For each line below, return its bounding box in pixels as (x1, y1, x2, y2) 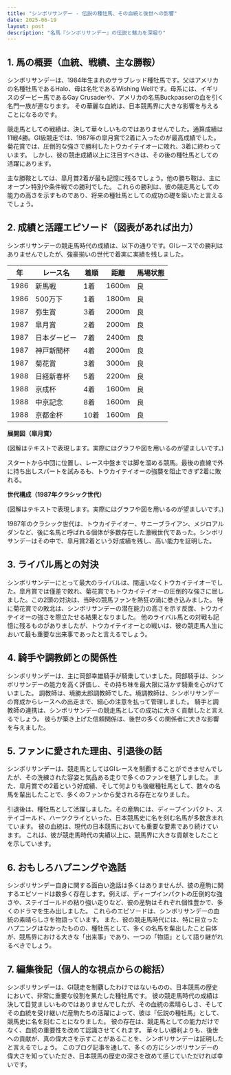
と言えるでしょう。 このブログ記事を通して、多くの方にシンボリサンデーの (7, 1043, 219, 1051)
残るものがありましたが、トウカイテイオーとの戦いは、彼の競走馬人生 (19, 621, 218, 629)
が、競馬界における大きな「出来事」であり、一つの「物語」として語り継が (7, 933, 218, 941)
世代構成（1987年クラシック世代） (7, 490, 106, 499)
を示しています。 (7, 840, 55, 848)
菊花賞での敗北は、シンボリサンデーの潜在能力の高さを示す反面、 (12, 604, 200, 612)
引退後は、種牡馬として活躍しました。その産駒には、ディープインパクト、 (7, 805, 217, 814)
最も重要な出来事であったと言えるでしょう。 (25, 630, 151, 638)
